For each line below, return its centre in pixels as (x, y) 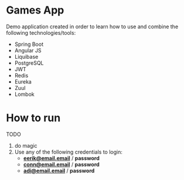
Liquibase (26, 56)
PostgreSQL (29, 63)
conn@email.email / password (61, 164)
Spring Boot (29, 44)
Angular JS (28, 50)
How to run (33, 118)
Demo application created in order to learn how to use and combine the (92, 26)
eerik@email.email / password (61, 158)
